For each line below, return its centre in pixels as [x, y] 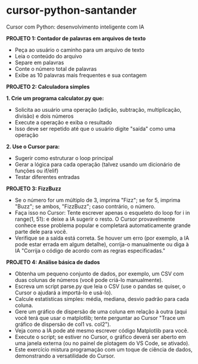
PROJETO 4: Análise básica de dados [53, 262]
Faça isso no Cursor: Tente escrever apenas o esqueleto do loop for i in [102, 212]
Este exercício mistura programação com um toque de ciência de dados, [103, 349]
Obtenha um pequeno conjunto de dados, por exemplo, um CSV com [99, 274]
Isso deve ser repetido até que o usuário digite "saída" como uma [95, 128]
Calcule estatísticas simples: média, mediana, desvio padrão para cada [102, 299]
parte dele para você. [41, 231]
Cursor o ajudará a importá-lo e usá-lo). [64, 293]
